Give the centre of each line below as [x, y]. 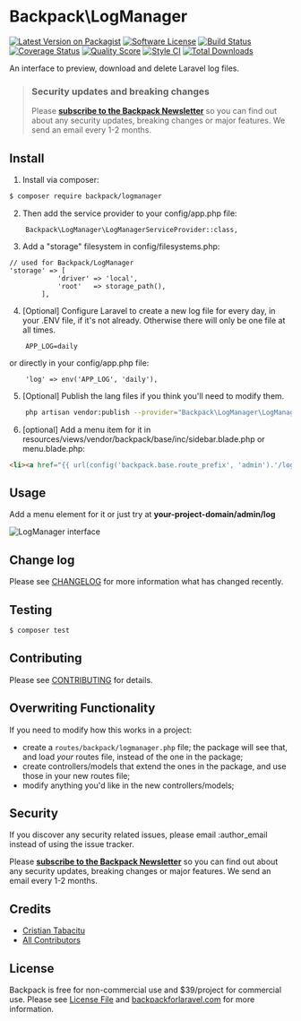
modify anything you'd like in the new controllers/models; [128, 785]
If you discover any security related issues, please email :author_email [138, 835]
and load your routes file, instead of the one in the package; [133, 757]
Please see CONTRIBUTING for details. [82, 679]
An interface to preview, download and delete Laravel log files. [125, 68]
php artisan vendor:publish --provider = [102, 412]
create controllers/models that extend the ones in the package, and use [154, 766]
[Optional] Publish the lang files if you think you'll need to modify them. [153, 395]
